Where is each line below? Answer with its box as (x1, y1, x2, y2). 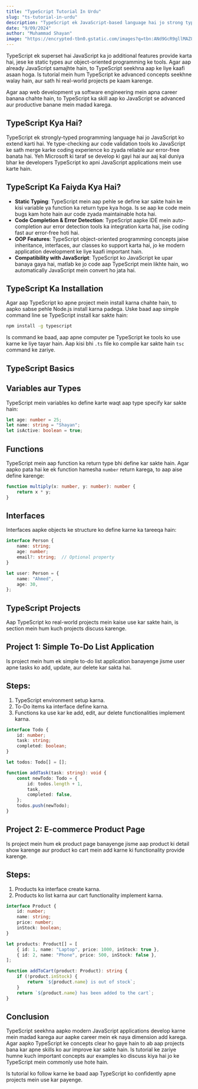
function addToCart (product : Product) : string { (6, 968, 128, 974)
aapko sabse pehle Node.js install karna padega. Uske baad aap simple (6, 306, 179, 313)
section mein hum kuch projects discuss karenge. (6, 625, 127, 632)
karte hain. (6, 165, 32, 172)
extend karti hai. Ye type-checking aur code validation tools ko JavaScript (6, 140, 186, 147)
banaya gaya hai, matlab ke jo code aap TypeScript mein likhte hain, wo (14, 260, 189, 267)
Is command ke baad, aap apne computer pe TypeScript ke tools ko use (6, 334, 181, 341)
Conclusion (6, 1011, 49, 1022)
